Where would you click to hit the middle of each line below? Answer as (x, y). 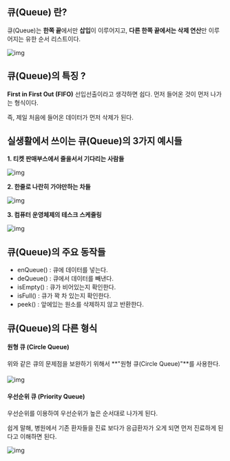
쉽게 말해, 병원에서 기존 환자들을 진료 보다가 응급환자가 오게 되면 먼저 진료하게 (112, 428)
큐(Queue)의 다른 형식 (52, 328)
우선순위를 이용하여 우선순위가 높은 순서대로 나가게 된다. (83, 413)
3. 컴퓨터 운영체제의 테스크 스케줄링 (54, 215)
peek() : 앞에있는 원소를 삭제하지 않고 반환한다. (81, 305)
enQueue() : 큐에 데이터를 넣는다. (62, 270)
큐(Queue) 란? (37, 12)
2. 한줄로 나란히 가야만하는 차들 (49, 187)
